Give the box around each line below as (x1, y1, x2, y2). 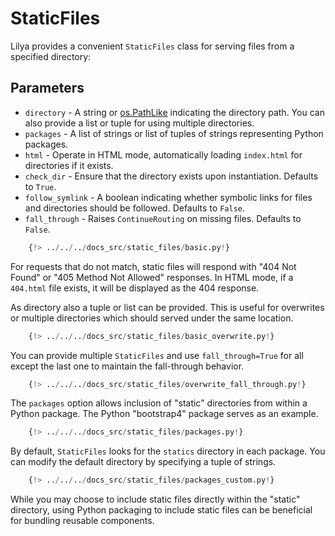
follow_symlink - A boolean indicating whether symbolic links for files (24, 191, 313, 203)
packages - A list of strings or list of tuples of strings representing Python (24, 127, 324, 139)
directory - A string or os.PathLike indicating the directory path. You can (24, 106, 325, 118)
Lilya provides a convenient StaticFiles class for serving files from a (10, 40, 295, 52)
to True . (24, 180, 57, 192)
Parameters (10, 80, 85, 97)
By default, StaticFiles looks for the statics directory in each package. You (10, 445, 326, 457)
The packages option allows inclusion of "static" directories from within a (10, 397, 308, 409)
